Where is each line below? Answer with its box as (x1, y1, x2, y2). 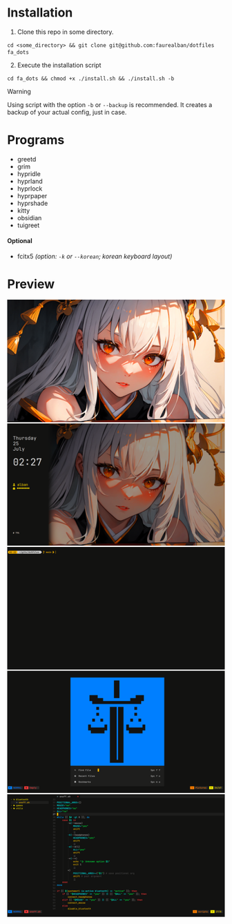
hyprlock (17, 184, 43, 193)
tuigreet (17, 221, 40, 229)
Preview (7, 276, 55, 292)
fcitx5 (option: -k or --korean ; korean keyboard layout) (17, 252, 173, 260)
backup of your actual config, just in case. (7, 108, 127, 116)
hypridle (17, 169, 41, 177)
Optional (7, 237, 32, 245)
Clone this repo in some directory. (17, 28, 114, 36)
